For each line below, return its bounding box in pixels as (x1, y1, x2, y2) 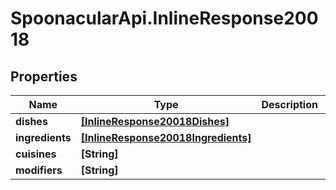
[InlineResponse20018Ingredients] (80, 131, 252, 144)
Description (261, 98, 318, 111)
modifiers (15, 163, 63, 177)
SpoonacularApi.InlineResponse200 (10, 7, 319, 30)
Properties (10, 68, 78, 85)
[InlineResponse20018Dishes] (80, 115, 230, 128)
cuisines (15, 147, 57, 161)
